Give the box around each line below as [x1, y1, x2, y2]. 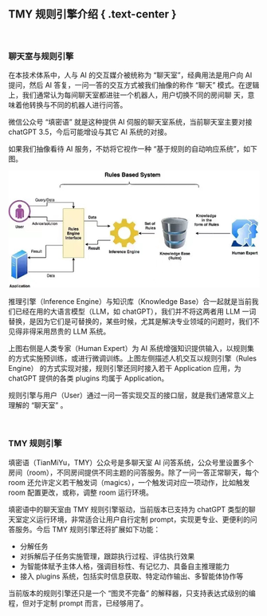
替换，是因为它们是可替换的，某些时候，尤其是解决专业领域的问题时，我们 [8, 317, 253, 326]
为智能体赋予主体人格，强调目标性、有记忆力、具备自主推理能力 [19, 561, 230, 571]
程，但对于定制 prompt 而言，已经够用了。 [8, 598, 148, 608]
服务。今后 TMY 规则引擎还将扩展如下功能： [14, 524, 161, 534]
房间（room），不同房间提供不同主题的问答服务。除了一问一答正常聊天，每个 [8, 468, 260, 477]
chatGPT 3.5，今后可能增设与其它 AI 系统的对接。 [8, 127, 171, 137]
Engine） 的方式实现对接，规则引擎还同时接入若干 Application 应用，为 [8, 364, 241, 373]
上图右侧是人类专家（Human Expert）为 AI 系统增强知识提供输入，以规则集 [8, 344, 255, 353]
